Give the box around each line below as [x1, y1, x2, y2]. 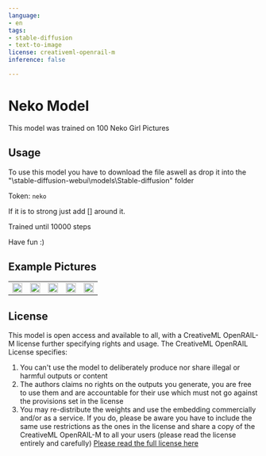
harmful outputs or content [19, 371, 109, 381]
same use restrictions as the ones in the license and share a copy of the [19, 422, 256, 431]
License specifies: [8, 347, 67, 357]
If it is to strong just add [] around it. [8, 206, 125, 216]
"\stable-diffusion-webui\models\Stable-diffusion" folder [8, 175, 195, 185]
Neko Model [8, 97, 90, 115]
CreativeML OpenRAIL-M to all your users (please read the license [19, 430, 237, 440]
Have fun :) [8, 237, 45, 247]
